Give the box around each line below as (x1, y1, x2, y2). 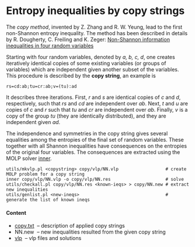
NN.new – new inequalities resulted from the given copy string (14, 228, 166, 235)
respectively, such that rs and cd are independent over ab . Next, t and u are (6, 100, 189, 107)
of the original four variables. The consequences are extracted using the (6, 148, 180, 156)
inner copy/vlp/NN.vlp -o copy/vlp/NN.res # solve (6, 176, 184, 182)
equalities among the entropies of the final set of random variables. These (6, 136, 184, 143)
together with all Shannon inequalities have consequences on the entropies (6, 142, 187, 149)
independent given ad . (6, 118, 61, 125)
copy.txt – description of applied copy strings (14, 222, 126, 229)
